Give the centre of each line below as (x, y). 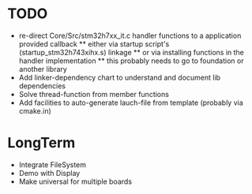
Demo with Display (49, 173)
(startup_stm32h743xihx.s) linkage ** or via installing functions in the (131, 52)
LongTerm (41, 143)
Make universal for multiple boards (75, 181)
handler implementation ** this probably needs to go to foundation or (131, 61)
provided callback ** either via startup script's (94, 43)
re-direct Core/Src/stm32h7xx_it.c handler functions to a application (130, 35)
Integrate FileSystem (53, 164)
